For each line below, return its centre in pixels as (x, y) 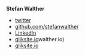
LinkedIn (25, 33)
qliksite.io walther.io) (40, 39)
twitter (23, 20)
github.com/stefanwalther (47, 27)
